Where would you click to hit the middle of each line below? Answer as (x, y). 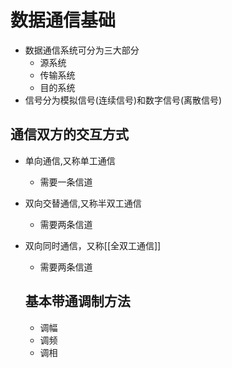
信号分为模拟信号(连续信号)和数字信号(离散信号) (123, 100)
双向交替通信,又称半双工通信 (83, 203)
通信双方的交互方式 (69, 134)
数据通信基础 (63, 20)
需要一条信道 (66, 182)
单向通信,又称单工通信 (70, 160)
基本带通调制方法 (77, 301)
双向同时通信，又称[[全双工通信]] (93, 245)
